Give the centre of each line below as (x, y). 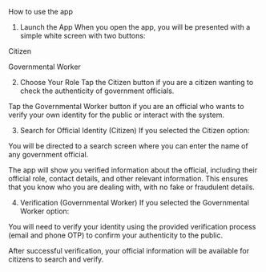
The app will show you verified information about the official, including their (133, 170)
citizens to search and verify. (56, 259)
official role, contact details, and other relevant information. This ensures (128, 179)
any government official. (48, 154)
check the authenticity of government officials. (97, 91)
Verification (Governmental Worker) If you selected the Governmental (135, 203)
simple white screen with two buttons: (83, 36)
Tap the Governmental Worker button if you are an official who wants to (126, 106)
